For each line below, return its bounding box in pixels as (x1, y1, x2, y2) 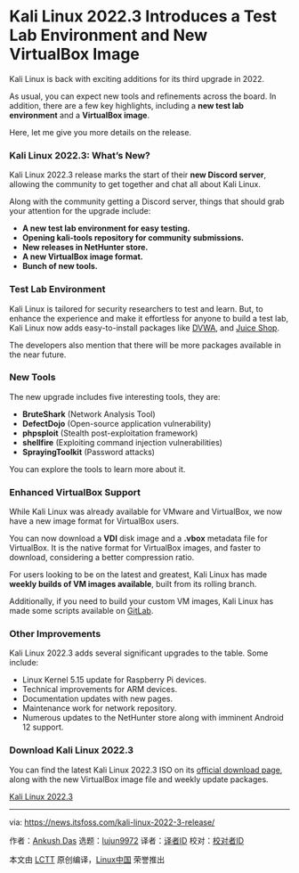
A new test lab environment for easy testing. (21, 223, 190, 233)
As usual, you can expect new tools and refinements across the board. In (9, 91, 277, 102)
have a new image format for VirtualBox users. (9, 516, 180, 526)
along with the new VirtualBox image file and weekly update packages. (9, 773, 269, 785)
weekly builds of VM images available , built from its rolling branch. (9, 579, 257, 590)
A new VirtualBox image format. (21, 251, 144, 262)
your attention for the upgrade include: (9, 206, 151, 216)
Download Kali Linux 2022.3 (9, 744, 134, 756)
